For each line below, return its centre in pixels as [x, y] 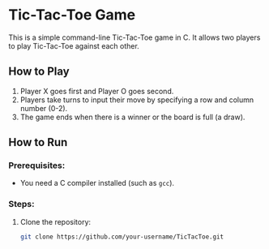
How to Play [39, 72]
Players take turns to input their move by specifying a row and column [137, 100]
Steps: [21, 204]
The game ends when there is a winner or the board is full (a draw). [132, 117]
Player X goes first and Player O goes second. [97, 91]
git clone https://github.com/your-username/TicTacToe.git [122, 237]
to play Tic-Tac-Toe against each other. [74, 45]
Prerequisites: [37, 165]
